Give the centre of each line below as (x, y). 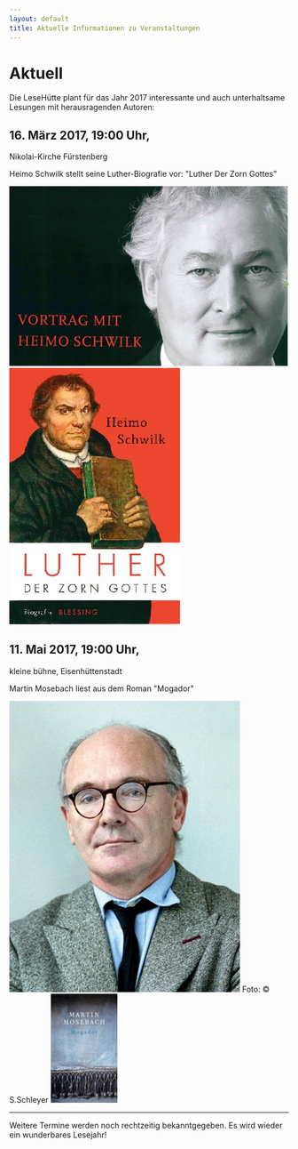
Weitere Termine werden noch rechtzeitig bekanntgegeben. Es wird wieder (146, 1125)
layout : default (39, 19)
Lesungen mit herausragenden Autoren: (82, 108)
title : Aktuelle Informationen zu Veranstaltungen (105, 28)
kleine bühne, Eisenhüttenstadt (66, 671)
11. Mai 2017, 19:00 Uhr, (74, 650)
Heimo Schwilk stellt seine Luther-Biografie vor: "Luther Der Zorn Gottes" (143, 174)
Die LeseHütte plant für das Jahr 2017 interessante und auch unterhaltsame (147, 98)
